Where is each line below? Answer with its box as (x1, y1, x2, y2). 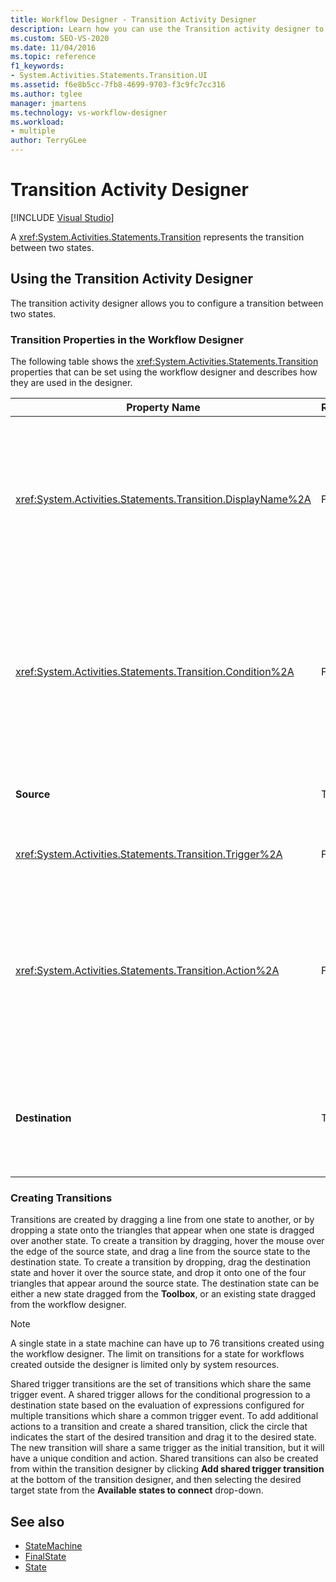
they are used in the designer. (10, 377, 133, 389)
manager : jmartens (10, 98, 87, 108)
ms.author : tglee (10, 89, 83, 99)
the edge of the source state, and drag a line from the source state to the (10, 1246, 311, 1258)
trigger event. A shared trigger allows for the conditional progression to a (10, 1389, 311, 1401)
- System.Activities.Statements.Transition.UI (10, 71, 208, 81)
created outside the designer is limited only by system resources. (10, 1359, 280, 1371)
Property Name (126, 401, 201, 415)
